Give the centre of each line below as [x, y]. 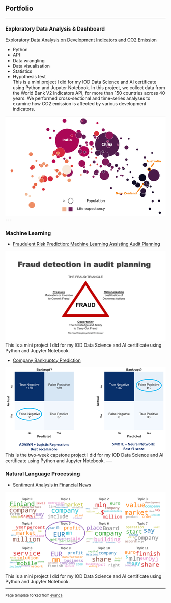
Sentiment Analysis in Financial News [52, 485]
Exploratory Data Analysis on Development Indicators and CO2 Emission [81, 40]
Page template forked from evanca [34, 595]
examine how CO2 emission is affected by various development [79, 104]
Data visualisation [31, 66]
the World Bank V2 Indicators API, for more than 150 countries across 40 [89, 93]
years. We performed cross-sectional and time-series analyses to [81, 98]
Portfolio [19, 8]
